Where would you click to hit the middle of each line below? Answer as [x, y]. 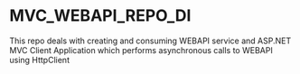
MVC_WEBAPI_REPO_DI [100, 16]
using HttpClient [40, 60]
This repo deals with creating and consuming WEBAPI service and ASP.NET [150, 41]
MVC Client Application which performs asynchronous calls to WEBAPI [141, 50]
